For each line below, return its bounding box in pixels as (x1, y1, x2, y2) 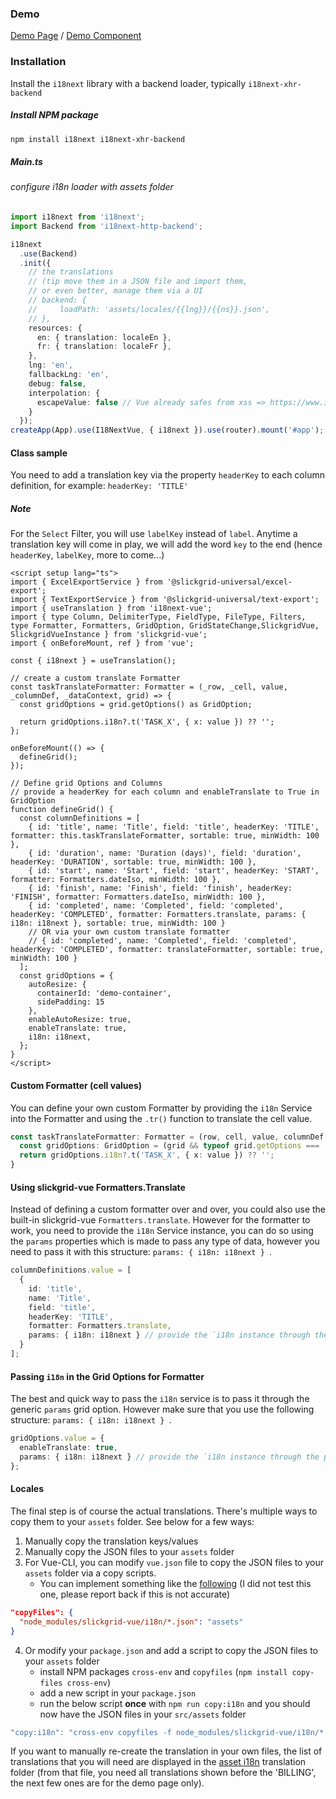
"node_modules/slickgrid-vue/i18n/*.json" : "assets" (19, 1617, 244, 1627)
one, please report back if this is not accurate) (39, 1588, 231, 1600)
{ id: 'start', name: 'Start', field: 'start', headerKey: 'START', (28, 866, 320, 876)
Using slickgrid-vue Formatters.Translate (10, 1181, 186, 1193)
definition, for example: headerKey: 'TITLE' (10, 480, 189, 492)
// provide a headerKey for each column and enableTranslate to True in (10, 787, 320, 797)
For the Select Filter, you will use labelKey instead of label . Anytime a (10, 528, 298, 540)
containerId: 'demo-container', (36, 988, 172, 999)
